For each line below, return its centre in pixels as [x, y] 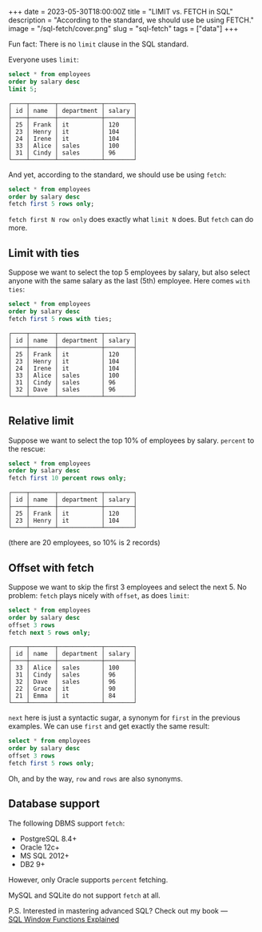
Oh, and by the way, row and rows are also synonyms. [96, 778]
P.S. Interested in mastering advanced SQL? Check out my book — [118, 910]
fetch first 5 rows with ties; [60, 319]
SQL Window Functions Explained [64, 919]
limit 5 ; [23, 89]
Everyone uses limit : [44, 60]
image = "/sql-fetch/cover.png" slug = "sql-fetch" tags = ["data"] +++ [123, 28]
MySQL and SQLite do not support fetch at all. [85, 895]
